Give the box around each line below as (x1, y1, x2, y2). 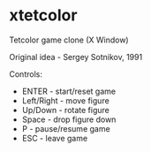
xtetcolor (9, 5, 78, 26)
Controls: (9, 68, 42, 80)
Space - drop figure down (21, 114, 117, 125)
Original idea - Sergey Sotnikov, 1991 (9, 51, 143, 62)
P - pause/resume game (21, 123, 110, 133)
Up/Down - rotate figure (21, 104, 110, 115)
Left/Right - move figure (21, 95, 110, 106)
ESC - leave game (21, 133, 88, 143)
